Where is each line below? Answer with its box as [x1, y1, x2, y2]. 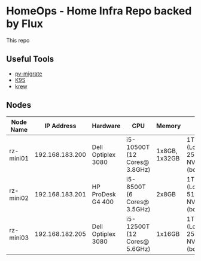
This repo [6, 37, 30, 44]
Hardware [92, 122, 121, 130]
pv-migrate [14, 70, 42, 77]
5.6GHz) [126, 244, 151, 253]
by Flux [6, 17, 44, 31]
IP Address [44, 122, 77, 130]
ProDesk [92, 190, 117, 198]
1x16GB [156, 229, 180, 238]
